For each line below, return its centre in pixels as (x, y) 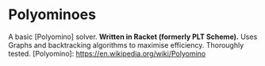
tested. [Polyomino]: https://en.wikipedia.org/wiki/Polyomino (107, 53)
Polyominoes (52, 15)
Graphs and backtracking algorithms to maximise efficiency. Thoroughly (126, 45)
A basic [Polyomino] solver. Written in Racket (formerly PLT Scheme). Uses (133, 37)
